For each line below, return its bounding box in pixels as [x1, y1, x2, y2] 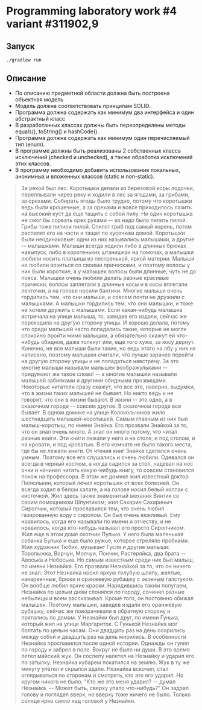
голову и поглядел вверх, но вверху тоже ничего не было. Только [21, 691, 191, 698]
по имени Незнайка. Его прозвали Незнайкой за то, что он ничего [21, 562, 191, 569]
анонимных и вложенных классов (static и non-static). [14, 173, 155, 180]
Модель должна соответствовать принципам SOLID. [14, 102, 151, 109]
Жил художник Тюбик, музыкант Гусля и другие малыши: [21, 543, 170, 550]
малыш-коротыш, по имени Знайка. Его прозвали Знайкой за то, [21, 421, 188, 429]
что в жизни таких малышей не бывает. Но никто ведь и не [21, 389, 174, 396]
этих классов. [14, 160, 51, 167]
